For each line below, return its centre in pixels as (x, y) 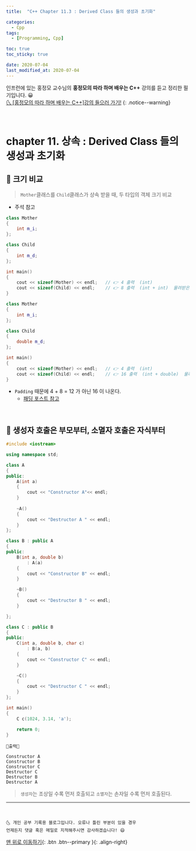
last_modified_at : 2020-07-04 (43, 70)
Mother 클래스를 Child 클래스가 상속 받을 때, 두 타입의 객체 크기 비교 (96, 194)
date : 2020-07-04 (27, 65)
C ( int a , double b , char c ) (50, 643)
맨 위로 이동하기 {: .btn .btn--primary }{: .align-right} (67, 842)
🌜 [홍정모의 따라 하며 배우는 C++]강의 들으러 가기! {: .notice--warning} (88, 102)
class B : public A (30, 541)
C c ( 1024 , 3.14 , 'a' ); (44, 719)
